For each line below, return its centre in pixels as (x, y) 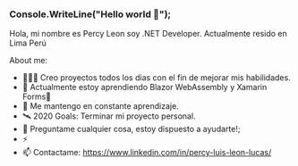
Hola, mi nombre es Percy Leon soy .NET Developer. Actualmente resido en (149, 34)
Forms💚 (37, 96)
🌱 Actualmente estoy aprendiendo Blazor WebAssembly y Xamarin (145, 87)
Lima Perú (28, 43)
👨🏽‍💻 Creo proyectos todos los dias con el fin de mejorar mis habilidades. (156, 78)
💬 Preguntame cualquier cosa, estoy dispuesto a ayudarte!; (131, 129)
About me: (28, 61)
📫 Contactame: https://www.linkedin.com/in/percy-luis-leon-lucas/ (147, 153)
